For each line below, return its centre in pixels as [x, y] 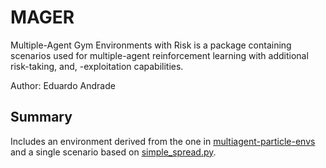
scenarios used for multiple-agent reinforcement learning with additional [159, 55]
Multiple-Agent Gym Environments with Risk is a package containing [151, 45]
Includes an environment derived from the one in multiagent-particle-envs [163, 141]
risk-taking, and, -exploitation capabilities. [97, 66]
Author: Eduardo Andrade [63, 85]
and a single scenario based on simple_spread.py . [113, 152]
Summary [41, 117]
